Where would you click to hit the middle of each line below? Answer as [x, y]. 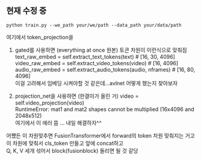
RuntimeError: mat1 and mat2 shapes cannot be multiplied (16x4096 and [104, 109]
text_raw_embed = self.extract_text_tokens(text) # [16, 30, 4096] [95, 57]
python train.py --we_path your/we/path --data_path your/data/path [94, 25]
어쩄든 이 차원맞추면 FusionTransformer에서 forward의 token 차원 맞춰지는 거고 [101, 135]
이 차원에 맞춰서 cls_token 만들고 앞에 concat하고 [65, 143]
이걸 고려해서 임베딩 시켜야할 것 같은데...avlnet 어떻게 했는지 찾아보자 [96, 83]
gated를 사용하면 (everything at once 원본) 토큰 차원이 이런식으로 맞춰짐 [101, 50]
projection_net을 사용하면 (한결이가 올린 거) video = [77, 96]
